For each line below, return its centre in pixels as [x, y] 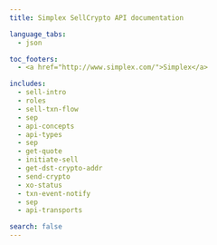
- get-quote [40, 152]
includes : [28, 84]
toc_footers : [34, 59]
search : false [36, 227]
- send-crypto [44, 176]
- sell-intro [42, 93]
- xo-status [40, 185]
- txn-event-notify [54, 193]
